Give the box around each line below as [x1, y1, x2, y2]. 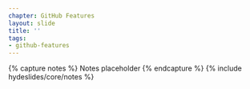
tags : [8, 34, 26, 42]
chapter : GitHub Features [8, 11, 95, 20]
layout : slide [8, 19, 56, 27]
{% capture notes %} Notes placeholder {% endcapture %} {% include [8, 63, 242, 73]
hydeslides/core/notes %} [8, 72, 95, 82]
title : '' [8, 26, 42, 34]
